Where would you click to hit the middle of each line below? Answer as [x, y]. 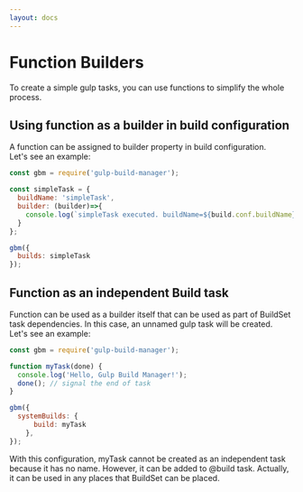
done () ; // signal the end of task [84, 383]
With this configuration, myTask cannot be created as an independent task [147, 459]
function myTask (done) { [56, 367]
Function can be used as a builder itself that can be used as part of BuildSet [150, 314]
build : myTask [60, 425]
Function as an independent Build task [119, 293]
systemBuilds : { [48, 416]
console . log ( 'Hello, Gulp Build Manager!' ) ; [102, 375]
